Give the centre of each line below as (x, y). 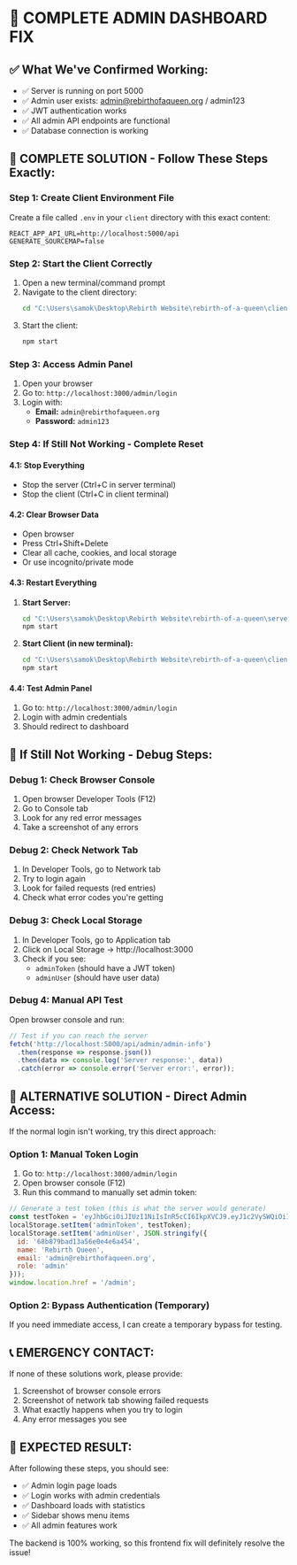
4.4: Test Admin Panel (51, 688)
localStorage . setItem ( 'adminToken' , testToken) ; (100, 1225)
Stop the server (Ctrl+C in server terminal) (99, 485)
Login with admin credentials (75, 717)
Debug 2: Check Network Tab (74, 850)
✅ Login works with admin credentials (91, 1496)
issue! (20, 1552)
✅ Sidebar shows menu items (76, 1515)
